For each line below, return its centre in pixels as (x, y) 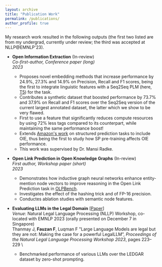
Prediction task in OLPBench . (48, 189)
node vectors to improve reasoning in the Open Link (89, 184)
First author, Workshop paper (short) (49, 164)
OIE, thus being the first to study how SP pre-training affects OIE (84, 139)
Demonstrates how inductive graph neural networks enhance (81, 178)
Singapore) (23, 224)
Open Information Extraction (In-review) (53, 57)
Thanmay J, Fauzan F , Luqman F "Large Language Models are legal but (84, 229)
